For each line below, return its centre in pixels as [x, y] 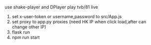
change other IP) [29, 27]
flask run [21, 32]
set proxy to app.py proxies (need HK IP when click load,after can [79, 22]
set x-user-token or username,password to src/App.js [67, 16]
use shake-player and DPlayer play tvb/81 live [51, 7]
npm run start [26, 37]
